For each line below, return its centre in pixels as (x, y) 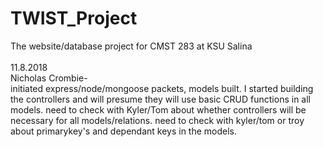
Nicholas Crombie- (49, 78)
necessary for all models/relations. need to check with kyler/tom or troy (157, 120)
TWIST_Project (74, 18)
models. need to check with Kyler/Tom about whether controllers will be (158, 109)
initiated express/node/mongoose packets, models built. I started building (162, 88)
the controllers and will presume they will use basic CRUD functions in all (160, 99)
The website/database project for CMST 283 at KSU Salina (131, 46)
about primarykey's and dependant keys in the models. (124, 131)
